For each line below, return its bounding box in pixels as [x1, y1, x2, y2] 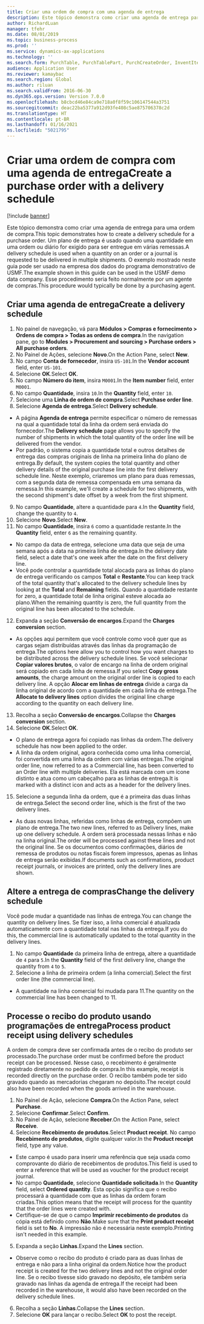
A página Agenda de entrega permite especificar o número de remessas [15, 414, 197, 422]
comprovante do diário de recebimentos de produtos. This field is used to [15, 1160, 198, 1168]
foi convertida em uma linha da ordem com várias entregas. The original [15, 755, 194, 762]
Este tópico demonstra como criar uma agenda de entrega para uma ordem [7, 224, 196, 231]
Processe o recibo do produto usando [7, 1011, 152, 1021]
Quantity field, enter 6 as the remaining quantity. [15, 529, 137, 536]
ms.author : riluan [7, 82, 53, 89]
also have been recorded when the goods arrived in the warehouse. [7, 1085, 176, 1092]
